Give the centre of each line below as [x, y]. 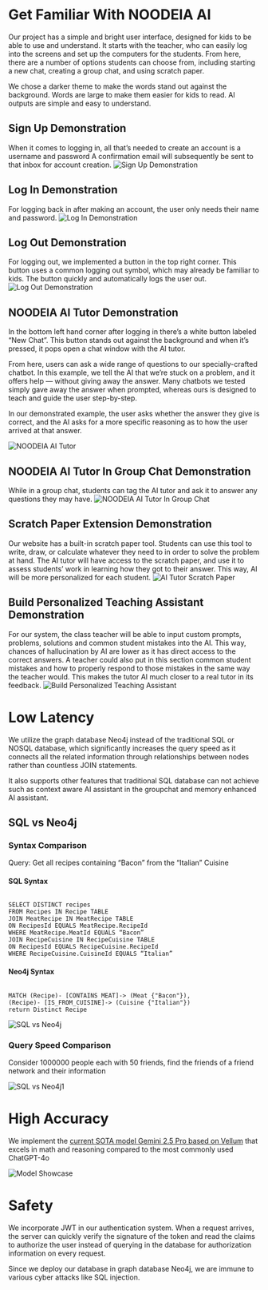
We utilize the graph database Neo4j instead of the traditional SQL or [122, 739]
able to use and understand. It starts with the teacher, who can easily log [128, 45]
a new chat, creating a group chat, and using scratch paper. [106, 70]
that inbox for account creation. [60, 165]
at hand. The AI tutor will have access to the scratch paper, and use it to [126, 560]
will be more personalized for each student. [80, 577]
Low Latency [51, 717]
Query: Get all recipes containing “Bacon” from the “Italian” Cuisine [118, 863]
